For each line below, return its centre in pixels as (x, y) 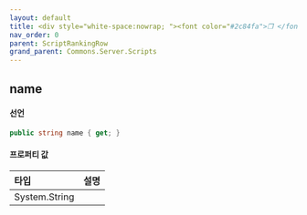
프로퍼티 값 (29, 155)
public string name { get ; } (65, 133)
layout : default (40, 18)
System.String (44, 197)
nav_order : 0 (34, 35)
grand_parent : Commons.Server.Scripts (83, 52)
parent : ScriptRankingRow (58, 43)
